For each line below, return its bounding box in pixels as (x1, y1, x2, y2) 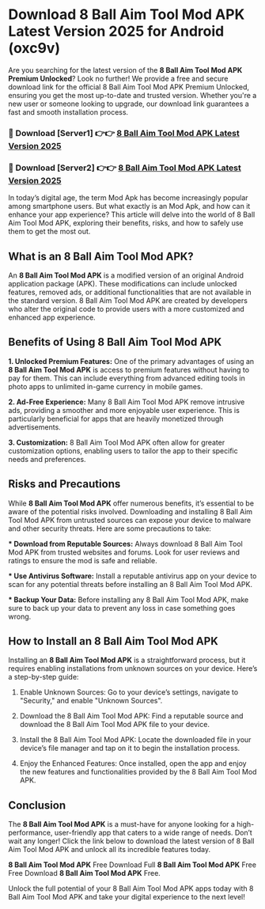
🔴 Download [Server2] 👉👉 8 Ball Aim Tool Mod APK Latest (8, 162, 241, 173)
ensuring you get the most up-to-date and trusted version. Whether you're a (8, 90, 257, 100)
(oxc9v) (8, 40, 61, 57)
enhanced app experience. (8, 312, 97, 322)
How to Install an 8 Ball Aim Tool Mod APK (8, 634, 219, 648)
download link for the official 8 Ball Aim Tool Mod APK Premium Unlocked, (8, 81, 250, 92)
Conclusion (8, 798, 66, 812)
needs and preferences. (8, 454, 86, 464)
